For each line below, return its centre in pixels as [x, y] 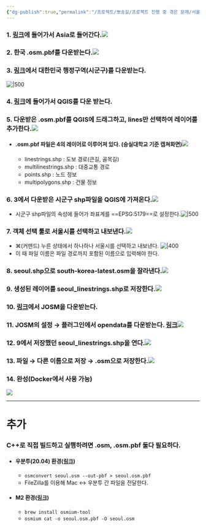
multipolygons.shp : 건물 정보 [61, 182]
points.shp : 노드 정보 [51, 174]
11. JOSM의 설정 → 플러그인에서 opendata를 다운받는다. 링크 [92, 325]
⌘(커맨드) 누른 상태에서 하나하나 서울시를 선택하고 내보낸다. [87, 246]
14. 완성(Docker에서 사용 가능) [49, 379]
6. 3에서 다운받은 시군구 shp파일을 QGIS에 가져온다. [79, 199]
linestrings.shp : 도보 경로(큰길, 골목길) [72, 159]
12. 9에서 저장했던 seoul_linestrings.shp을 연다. [76, 343]
